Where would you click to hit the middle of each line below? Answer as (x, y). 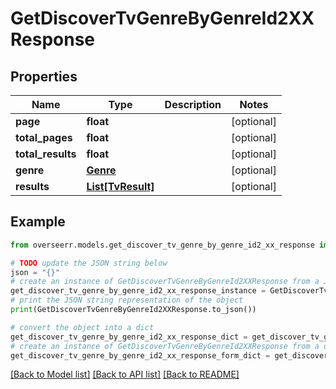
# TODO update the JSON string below (89, 263)
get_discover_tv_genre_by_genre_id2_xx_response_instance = (138, 291)
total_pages (44, 137)
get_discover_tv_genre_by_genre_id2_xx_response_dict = (129, 337)
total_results (46, 154)
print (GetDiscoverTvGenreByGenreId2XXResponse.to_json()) (133, 310)
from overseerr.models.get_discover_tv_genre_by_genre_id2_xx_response (162, 245)
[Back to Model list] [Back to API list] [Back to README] (125, 374)
